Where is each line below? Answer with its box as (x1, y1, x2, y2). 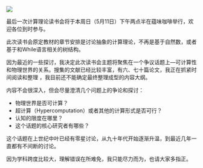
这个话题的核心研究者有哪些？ (14, 122, 89, 129)
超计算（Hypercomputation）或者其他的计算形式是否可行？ (14, 107, 163, 114)
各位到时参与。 (11, 25, 49, 33)
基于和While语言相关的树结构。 (6, 46, 85, 53)
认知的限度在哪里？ (14, 115, 63, 121)
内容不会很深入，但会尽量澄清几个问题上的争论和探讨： (6, 86, 144, 94)
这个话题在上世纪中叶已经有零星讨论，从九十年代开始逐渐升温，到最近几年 (6, 135, 192, 142)
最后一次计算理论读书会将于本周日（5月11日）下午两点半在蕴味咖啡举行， (6, 18, 188, 25)
